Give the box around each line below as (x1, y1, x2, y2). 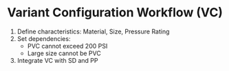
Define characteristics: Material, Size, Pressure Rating (17, 27, 170, 35)
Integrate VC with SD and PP (17, 56, 98, 64)
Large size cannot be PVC (27, 49, 101, 57)
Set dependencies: (17, 34, 71, 42)
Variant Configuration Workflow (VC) (7, 5, 223, 20)
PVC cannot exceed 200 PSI (27, 42, 108, 50)
